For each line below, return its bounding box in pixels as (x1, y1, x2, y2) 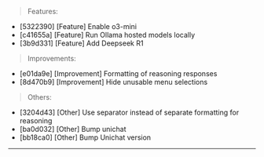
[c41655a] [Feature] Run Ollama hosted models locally (19, 31, 196, 39)
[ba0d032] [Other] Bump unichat (19, 125, 126, 133)
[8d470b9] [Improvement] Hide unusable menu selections (19, 78, 208, 86)
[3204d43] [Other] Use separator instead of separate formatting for (19, 108, 240, 117)
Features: (27, 7, 59, 16)
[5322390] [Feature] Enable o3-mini (19, 22, 137, 31)
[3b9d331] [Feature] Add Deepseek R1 (19, 38, 144, 48)
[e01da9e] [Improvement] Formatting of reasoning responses (19, 69, 218, 78)
